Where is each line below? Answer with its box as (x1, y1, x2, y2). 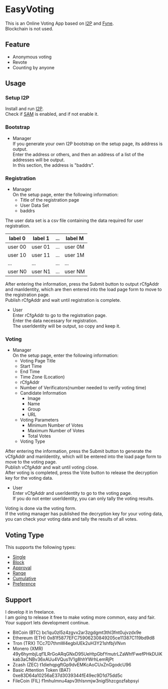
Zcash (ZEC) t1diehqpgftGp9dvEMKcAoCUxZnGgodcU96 (12, 661, 132, 668)
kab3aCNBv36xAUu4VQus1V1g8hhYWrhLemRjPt (12, 656, 114, 662)
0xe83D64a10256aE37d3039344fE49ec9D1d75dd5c (12, 672, 123, 678)
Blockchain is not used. (5, 25, 54, 31)
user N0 (8, 268, 27, 275)
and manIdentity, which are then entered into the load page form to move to (5, 287, 162, 293)
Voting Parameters (20, 417, 59, 423)
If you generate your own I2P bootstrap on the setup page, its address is (12, 141, 163, 147)
